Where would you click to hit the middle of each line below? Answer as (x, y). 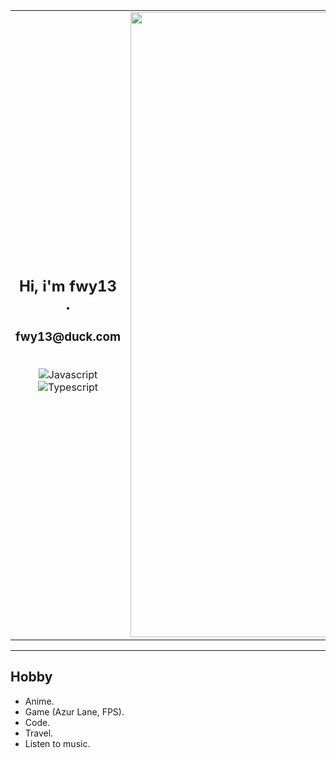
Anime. (39, 701)
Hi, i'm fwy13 (68, 286)
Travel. (39, 733)
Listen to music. (57, 743)
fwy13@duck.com (68, 337)
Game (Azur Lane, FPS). (74, 711)
